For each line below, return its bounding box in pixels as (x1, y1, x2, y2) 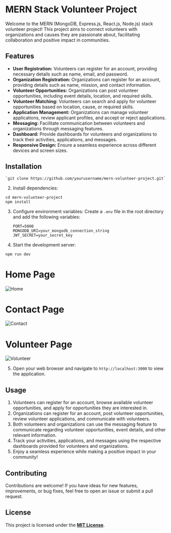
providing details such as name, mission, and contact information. (12, 82, 152, 88)
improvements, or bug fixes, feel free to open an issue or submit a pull (5, 488, 154, 494)
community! (12, 454, 38, 460)
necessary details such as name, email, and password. (12, 71, 129, 77)
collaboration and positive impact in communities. (5, 37, 110, 43)
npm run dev (5, 252, 31, 257)
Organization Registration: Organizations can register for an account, (12, 76, 161, 83)
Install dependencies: (12, 185, 58, 191)
